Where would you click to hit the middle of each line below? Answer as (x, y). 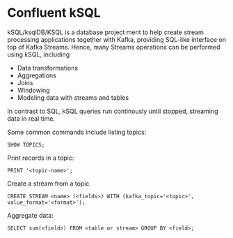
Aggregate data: (30, 215)
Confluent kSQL (54, 13)
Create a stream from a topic (48, 184)
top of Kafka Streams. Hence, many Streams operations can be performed (114, 47)
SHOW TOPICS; (26, 144)
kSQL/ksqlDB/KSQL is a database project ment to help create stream (105, 32)
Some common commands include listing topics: (77, 132)
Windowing (33, 90)
